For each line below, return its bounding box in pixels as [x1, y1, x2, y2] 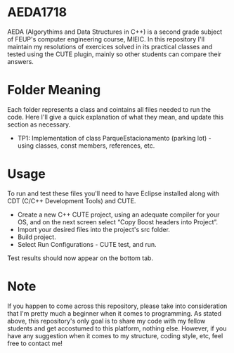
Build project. [17, 233, 56, 241]
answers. [7, 57, 34, 65]
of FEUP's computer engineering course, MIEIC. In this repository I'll [7, 34, 205, 43]
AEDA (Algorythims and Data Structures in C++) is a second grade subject [7, 27, 223, 36]
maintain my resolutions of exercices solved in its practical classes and [7, 42, 213, 51]
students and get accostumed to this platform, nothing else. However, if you [7, 324, 227, 333]
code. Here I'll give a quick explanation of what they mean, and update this [7, 113, 223, 121]
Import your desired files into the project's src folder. [17, 225, 171, 233]
